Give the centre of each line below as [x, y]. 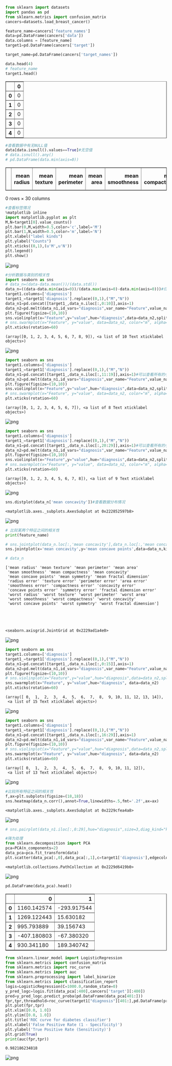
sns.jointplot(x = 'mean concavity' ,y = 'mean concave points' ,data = [76, 549]
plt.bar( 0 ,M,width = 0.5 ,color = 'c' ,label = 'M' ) [53, 227]
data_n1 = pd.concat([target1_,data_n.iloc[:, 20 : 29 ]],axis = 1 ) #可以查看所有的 [85, 445]
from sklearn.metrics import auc [41, 972]
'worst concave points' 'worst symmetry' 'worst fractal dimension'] [83, 604]
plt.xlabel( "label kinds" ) [34, 236]
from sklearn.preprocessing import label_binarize [60, 977]
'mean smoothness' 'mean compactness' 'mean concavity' [68, 572]
